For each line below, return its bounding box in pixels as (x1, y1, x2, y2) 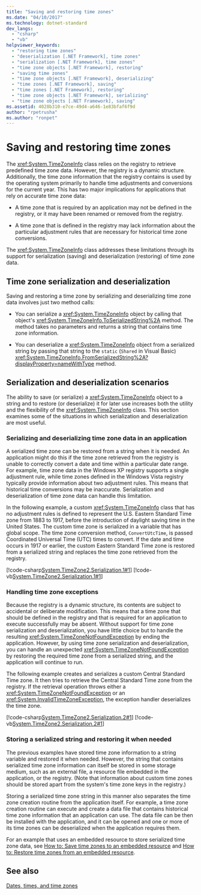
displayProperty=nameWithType (14, 361, 95, 367)
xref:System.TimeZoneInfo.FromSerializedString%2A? (14, 354, 149, 361)
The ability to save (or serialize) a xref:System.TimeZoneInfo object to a (6, 394, 183, 401)
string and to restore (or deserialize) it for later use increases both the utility (6, 400, 193, 407)
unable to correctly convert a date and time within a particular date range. (6, 460, 189, 468)
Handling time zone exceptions (6, 588, 99, 596)
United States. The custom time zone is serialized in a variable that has (6, 523, 181, 530)
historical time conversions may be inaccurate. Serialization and (6, 486, 164, 493)
